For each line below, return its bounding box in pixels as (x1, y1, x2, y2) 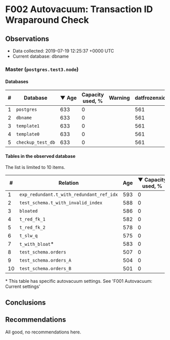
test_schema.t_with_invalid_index (19, 200, 103, 206)
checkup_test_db (16, 140, 56, 145)
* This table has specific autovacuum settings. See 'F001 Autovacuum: (5, 278, 153, 284)
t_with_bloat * (19, 240, 54, 247)
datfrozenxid (135, 95, 166, 102)
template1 (16, 123, 40, 129)
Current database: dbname (12, 53, 69, 59)
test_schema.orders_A (19, 258, 72, 264)
